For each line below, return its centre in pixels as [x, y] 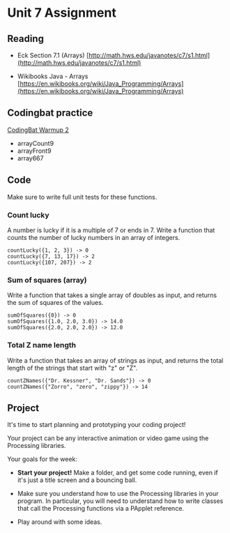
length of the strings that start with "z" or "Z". [72, 368]
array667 [30, 158]
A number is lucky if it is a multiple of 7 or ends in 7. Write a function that [111, 230]
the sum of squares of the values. [55, 303]
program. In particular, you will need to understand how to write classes [120, 501]
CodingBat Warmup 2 [38, 130]
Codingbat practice [50, 113]
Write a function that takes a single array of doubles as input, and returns [112, 295]
